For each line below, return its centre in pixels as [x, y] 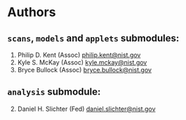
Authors [32, 12]
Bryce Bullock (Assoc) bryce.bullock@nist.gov [85, 70]
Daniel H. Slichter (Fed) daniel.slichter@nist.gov [86, 109]
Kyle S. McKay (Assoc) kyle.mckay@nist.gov [82, 62]
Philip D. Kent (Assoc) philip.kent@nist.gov [79, 55]
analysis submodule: [54, 92]
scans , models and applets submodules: [93, 38]
